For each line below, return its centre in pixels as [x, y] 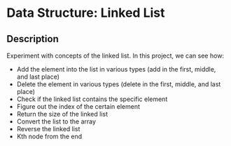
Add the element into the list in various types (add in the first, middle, [116, 69]
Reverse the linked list [48, 129]
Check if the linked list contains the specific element [92, 99]
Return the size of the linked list [62, 114]
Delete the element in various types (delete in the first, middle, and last [119, 84]
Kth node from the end [49, 136]
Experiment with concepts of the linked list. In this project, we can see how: [115, 55]
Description [33, 39]
